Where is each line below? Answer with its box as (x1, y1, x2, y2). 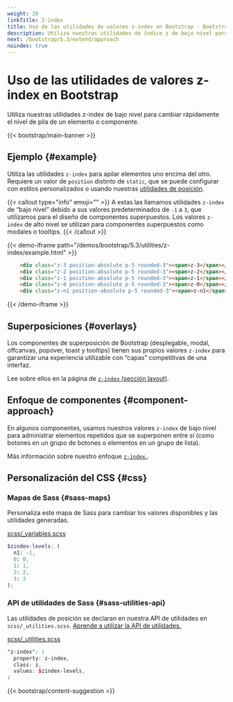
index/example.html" (7, 248, 67, 256)
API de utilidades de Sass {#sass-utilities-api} (7, 598, 166, 608)
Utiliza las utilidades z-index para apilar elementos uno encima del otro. (7, 170, 212, 178)
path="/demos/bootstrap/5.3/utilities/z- (57, 240, 170, 249)
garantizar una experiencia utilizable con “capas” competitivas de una (7, 353, 207, 361)
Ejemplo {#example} (7, 151, 97, 163)
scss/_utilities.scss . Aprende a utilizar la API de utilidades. (7, 621, 182, 630)
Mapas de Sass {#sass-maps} (7, 493, 111, 503)
